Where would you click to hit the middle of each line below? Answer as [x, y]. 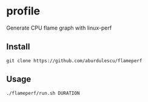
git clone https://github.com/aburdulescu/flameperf [74, 61]
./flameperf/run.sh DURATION [43, 93]
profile [23, 11]
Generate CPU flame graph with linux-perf [59, 28]
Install [18, 47]
